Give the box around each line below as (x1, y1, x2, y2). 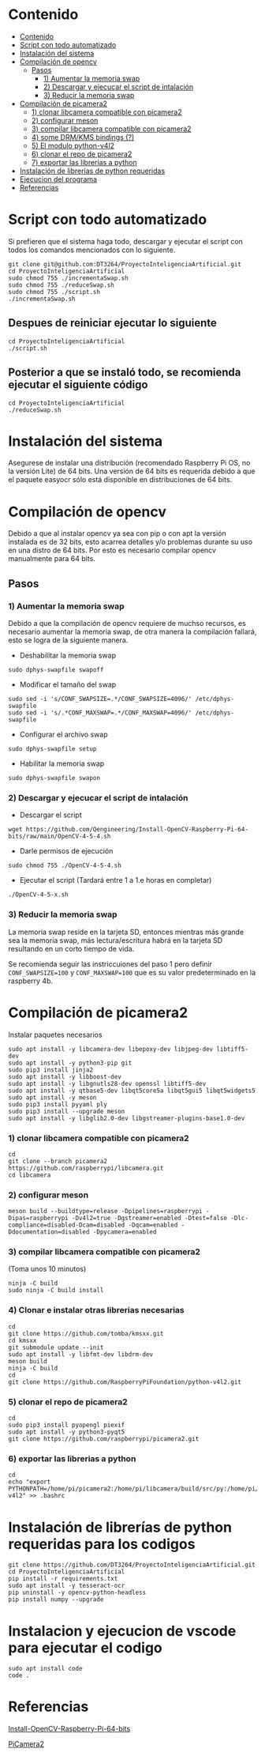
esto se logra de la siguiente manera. (8, 635, 129, 645)
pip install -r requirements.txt (8, 1575, 118, 1583)
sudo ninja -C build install (8, 1287, 104, 1294)
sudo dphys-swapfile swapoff (8, 666, 104, 674)
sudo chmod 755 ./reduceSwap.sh (8, 281, 114, 289)
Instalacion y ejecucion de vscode (8, 1622, 237, 1640)
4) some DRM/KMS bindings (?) (31, 132, 135, 141)
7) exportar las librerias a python (31, 157, 138, 167)
